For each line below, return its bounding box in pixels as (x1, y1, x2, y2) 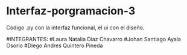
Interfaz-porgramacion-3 (6, 4, 136, 18)
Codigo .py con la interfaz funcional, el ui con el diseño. (6, 24, 145, 31)
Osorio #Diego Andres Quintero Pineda (6, 42, 103, 49)
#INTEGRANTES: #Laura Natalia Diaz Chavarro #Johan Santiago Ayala (6, 35, 181, 42)
